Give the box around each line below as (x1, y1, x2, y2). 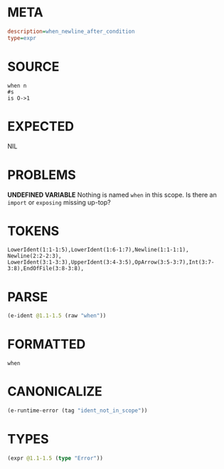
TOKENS (7, 222, 60, 239)
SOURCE (7, 58, 60, 75)
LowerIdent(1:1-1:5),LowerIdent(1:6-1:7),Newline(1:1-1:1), (7, 247, 190, 254)
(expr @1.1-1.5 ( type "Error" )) (7, 454, 103, 462)
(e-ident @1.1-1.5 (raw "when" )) (7, 312, 107, 319)
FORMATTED (7, 336, 86, 353)
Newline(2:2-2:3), (7, 252, 62, 260)
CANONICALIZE (7, 383, 103, 400)
